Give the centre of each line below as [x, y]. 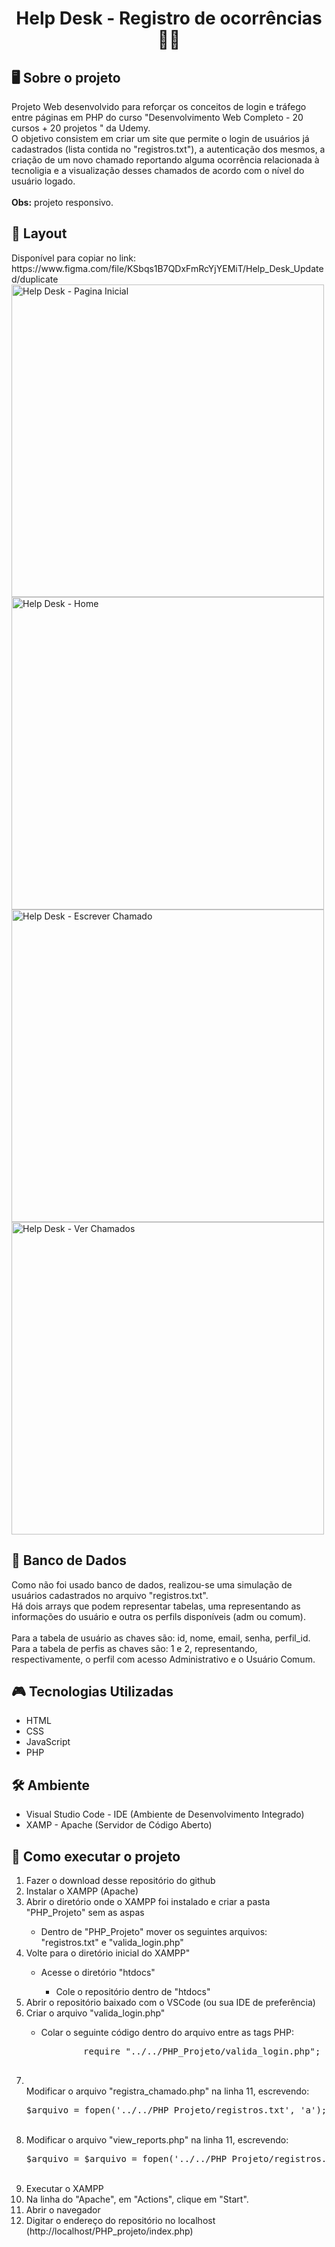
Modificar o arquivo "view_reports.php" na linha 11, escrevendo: [157, 2140]
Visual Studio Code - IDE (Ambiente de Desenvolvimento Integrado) [165, 1814]
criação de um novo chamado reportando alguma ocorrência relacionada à [165, 160]
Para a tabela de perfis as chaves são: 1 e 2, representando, [134, 1648]
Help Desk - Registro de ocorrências [169, 18]
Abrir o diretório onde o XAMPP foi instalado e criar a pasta [148, 1902]
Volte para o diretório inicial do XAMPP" [108, 1953]
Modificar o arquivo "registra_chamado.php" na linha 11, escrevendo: [167, 2091]
